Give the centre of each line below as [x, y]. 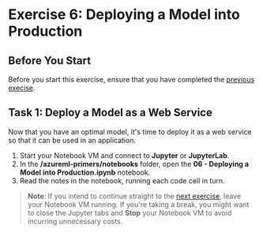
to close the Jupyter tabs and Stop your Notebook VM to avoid [130, 213]
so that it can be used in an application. [72, 140]
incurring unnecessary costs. [75, 221]
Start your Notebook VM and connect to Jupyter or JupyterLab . [124, 155]
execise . [22, 88]
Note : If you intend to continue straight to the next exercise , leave [134, 196]
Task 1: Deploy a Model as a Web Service [111, 113]
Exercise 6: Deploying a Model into [124, 15]
